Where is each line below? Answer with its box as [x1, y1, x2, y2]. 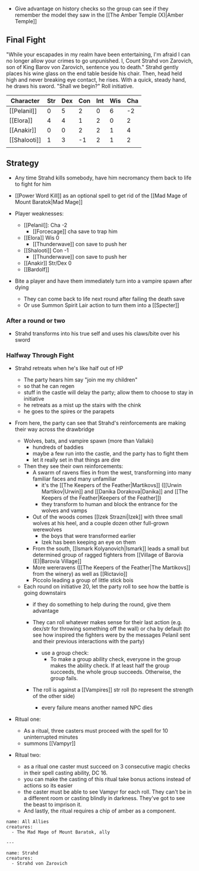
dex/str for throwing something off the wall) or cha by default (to [32, 625, 190, 633]
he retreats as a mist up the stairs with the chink [23, 402, 141, 409]
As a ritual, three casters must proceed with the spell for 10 [23, 727, 168, 734]
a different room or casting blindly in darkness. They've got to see [23, 795, 185, 802]
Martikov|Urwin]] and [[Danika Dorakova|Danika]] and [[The [41, 488, 188, 495]
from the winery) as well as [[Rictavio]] [32, 571, 128, 578]
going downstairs [23, 590, 67, 597]
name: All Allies [6, 819, 49, 825]
